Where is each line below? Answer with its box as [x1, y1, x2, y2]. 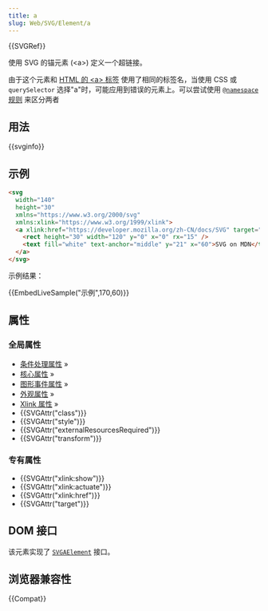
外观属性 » [19, 389, 54, 399]
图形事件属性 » [19, 379, 69, 388]
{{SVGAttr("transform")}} [19, 433, 102, 443]
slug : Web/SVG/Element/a [8, 19, 91, 27]
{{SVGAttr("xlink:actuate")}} [19, 482, 112, 491]
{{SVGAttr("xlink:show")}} [19, 473, 105, 483]
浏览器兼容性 [8, 573, 72, 586]
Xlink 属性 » [19, 399, 59, 408]
